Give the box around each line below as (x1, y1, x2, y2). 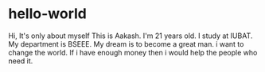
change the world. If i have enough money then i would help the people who (8, 47, 258, 57)
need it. (8, 56, 33, 66)
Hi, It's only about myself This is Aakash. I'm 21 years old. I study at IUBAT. (8, 31, 253, 40)
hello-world (8, 5, 88, 23)
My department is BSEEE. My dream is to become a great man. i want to (8, 39, 244, 48)
